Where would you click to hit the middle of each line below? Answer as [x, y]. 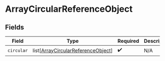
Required [128, 41]
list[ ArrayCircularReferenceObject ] [73, 50]
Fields [15, 27]
